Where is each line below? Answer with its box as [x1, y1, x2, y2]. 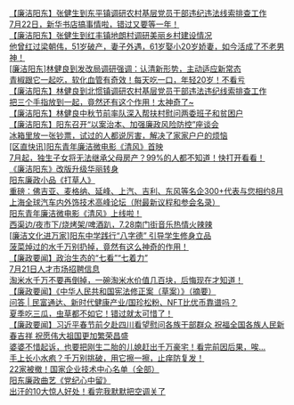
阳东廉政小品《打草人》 [9, 174, 95, 185]
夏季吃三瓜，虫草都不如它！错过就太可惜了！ [9, 308, 174, 319]
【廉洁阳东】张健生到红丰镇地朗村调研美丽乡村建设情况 [9, 30, 212, 40]
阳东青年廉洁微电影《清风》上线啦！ [9, 208, 143, 218]
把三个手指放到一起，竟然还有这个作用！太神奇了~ [9, 97, 194, 107]
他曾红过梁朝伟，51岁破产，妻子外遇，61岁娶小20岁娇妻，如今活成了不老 [9, 41, 277, 52]
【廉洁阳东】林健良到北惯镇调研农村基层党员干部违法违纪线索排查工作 [9, 85, 267, 96]
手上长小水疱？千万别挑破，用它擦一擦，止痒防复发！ [9, 352, 205, 363]
